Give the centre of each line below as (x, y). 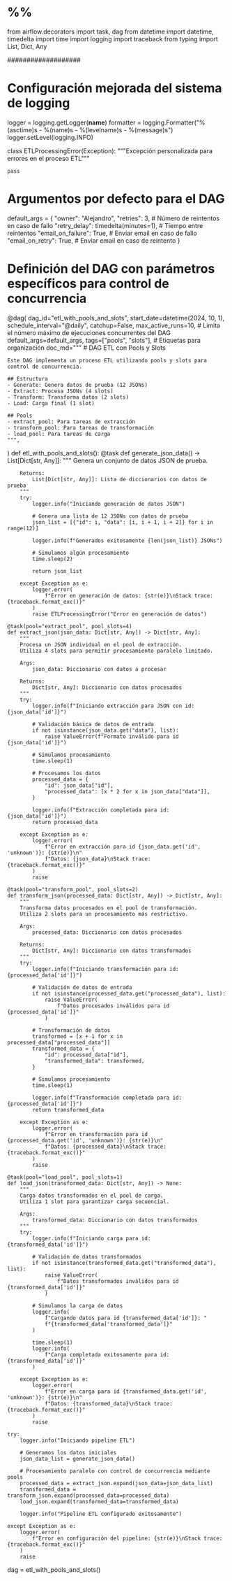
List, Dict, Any (27, 46)
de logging (39, 103)
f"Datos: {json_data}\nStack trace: (98, 859)
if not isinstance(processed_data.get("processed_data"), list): (129, 993)
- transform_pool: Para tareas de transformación (81, 427)
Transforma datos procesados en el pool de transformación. (109, 908)
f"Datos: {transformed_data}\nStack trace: (108, 1403)
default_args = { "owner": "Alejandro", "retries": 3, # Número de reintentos (114, 218)
